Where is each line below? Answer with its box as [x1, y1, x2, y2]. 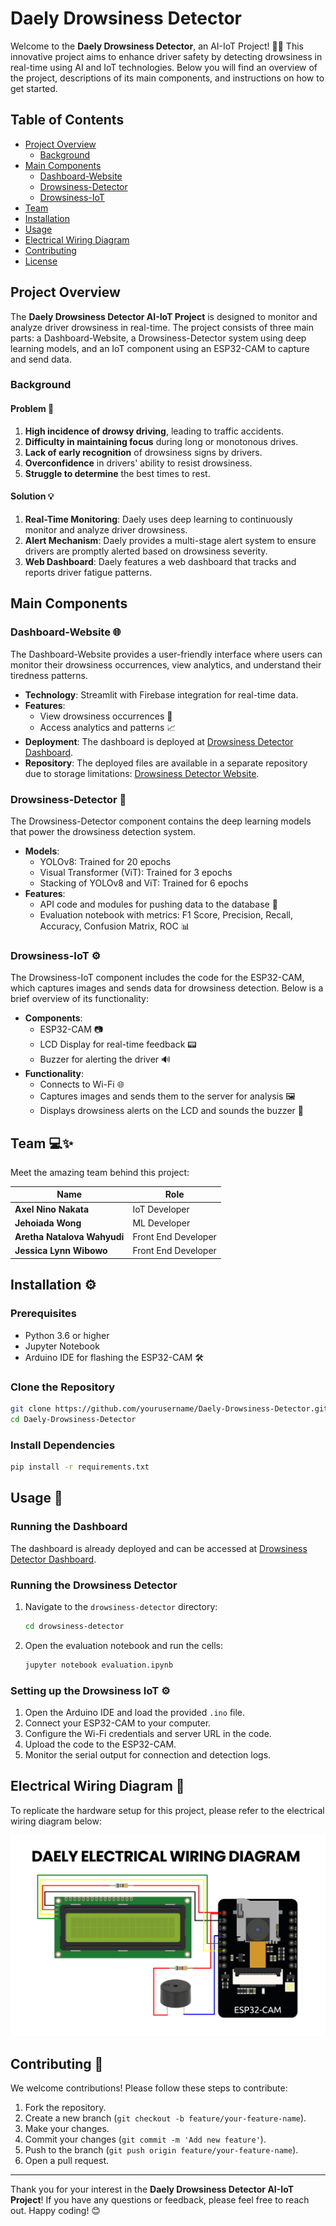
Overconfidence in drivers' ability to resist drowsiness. [24, 457, 253, 469]
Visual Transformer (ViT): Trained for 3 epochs [39, 866, 233, 878]
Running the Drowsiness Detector [10, 1578, 178, 1592]
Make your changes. [24, 2122, 110, 2134]
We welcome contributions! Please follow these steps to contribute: [10, 2082, 288, 2094]
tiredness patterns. [10, 669, 88, 681]
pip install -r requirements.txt [10, 1462, 150, 1472]
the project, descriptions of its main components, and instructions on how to [10, 72, 325, 84]
